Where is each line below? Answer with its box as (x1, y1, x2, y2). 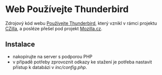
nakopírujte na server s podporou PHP (12, 53, 93, 59)
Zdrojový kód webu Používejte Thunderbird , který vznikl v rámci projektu (5, 20, 157, 26)
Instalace (5, 40, 35, 49)
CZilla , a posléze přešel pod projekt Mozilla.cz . (5, 25, 103, 31)
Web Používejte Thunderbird (5, 4, 129, 15)
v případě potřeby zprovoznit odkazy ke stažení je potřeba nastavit (12, 59, 152, 65)
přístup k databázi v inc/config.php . (12, 64, 88, 70)
